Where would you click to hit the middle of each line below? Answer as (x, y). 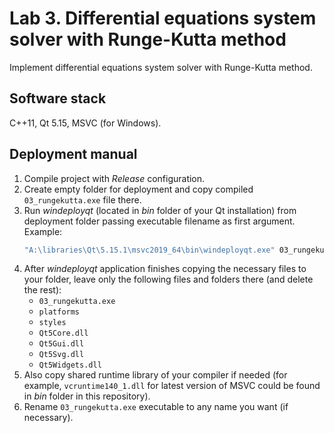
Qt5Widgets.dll (70, 365)
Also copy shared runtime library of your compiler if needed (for (155, 375)
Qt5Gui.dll (61, 344)
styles (52, 323)
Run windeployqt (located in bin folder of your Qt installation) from (160, 210)
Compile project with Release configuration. (114, 178)
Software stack (58, 98)
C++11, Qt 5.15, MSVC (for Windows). (85, 123)
